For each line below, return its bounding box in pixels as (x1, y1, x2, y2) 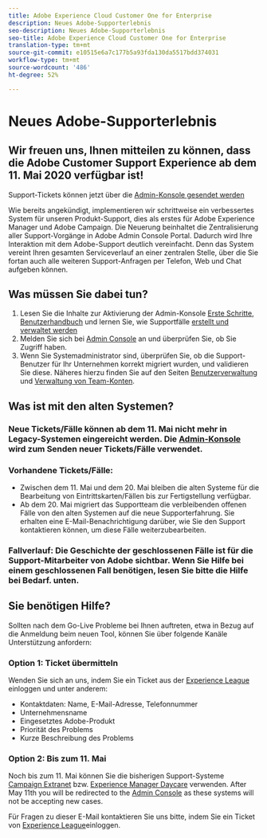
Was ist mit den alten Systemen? (8, 399, 174, 413)
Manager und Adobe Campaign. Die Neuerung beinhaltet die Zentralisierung (8, 222, 259, 232)
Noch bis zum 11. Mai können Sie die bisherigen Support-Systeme (8, 771, 225, 781)
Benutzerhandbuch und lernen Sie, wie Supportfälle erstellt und (19, 317, 229, 327)
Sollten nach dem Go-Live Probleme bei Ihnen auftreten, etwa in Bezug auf (8, 621, 254, 630)
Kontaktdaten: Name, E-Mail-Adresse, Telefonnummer (19, 699, 198, 709)
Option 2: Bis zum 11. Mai (8, 754, 107, 764)
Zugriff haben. (19, 343, 68, 352)
